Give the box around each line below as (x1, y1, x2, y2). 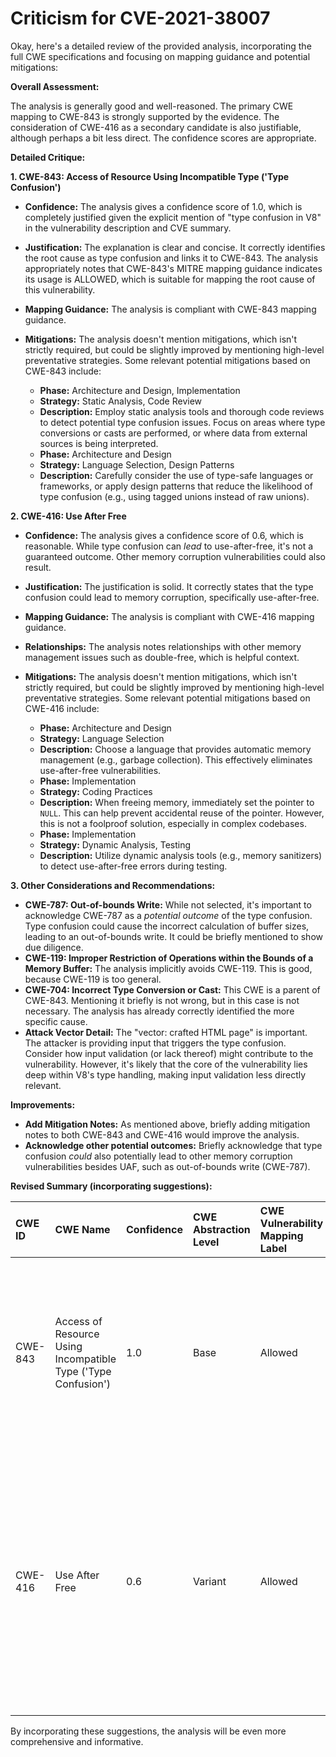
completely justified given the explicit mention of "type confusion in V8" (24, 211, 322, 223)
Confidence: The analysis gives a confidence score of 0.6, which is (24, 529, 304, 541)
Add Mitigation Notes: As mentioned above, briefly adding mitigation (24, 1118, 311, 1130)
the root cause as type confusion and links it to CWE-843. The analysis (24, 252, 319, 264)
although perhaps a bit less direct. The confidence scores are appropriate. (10, 132, 317, 144)
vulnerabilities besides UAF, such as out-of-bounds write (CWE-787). (24, 1160, 311, 1172)
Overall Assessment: (10, 80, 100, 92)
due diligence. (24, 941, 84, 953)
